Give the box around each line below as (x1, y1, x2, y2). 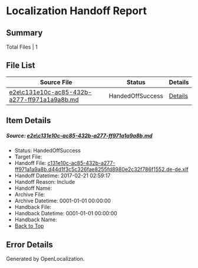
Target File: (14, 153, 42, 160)
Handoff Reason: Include (14, 179, 75, 186)
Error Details (6, 240, 53, 250)
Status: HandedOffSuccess (14, 147, 81, 154)
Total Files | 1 (6, 43, 38, 50)
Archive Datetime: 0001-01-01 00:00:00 (14, 197, 111, 205)
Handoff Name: (14, 185, 52, 192)
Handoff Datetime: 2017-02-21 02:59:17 (14, 172, 111, 179)
